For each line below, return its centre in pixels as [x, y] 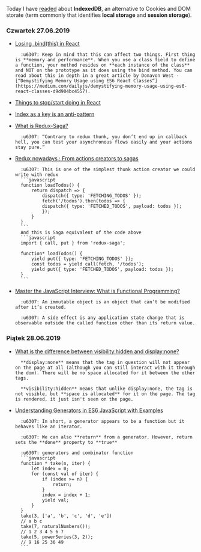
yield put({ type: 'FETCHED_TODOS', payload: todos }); [102, 270]
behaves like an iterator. [49, 426]
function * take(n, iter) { [56, 463]
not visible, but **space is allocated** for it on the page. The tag [105, 394]
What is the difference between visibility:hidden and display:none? [97, 351]
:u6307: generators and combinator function [77, 453]
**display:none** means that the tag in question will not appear [105, 362]
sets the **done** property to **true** [66, 442]
